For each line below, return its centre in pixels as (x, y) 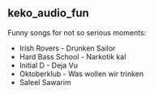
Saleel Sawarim (45, 82)
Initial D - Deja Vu (49, 65)
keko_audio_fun (49, 13)
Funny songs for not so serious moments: (77, 32)
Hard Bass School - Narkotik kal (73, 56)
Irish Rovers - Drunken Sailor (67, 48)
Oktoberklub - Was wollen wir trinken (81, 74)
